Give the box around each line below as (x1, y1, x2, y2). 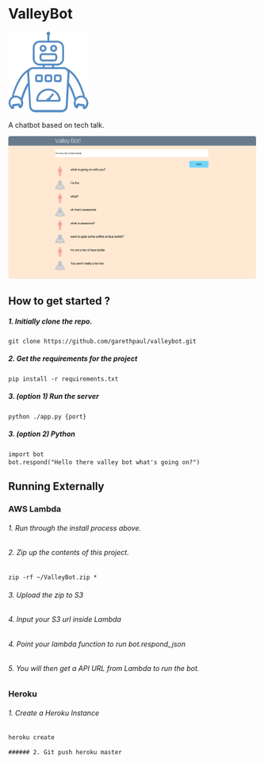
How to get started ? (8, 294, 111, 308)
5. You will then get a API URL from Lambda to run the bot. (8, 664, 200, 673)
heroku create (8, 734, 55, 742)
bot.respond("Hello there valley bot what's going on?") (8, 458, 201, 466)
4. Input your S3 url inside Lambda (8, 615, 121, 624)
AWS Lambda (8, 504, 62, 515)
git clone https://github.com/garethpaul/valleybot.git (8, 337, 197, 345)
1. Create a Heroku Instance (8, 707, 100, 718)
